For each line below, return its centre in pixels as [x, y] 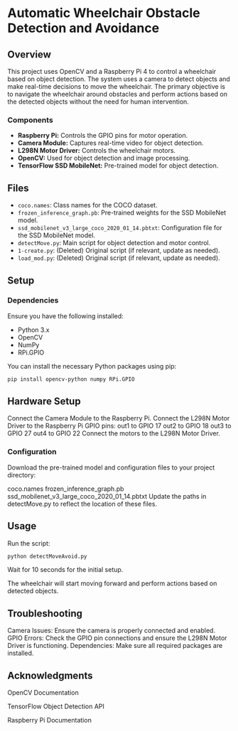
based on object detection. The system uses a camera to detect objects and [119, 79]
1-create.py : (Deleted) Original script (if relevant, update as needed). [119, 251]
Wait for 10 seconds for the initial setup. [65, 570]
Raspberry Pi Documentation [50, 720]
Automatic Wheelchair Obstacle [104, 13]
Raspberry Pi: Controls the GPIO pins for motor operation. [103, 136]
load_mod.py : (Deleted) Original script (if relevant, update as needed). [119, 258]
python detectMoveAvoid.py [47, 556]
